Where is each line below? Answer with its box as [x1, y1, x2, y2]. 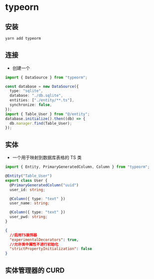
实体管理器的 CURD [5, 266, 65, 275]
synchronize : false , [9, 102, 52, 108]
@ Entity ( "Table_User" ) [5, 173, 52, 178]
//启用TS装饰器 [9, 232, 37, 237]
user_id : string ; [9, 187, 46, 192]
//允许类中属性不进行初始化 [9, 242, 59, 247]
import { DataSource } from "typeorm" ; [5, 75, 88, 80]
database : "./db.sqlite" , [9, 93, 64, 98]
